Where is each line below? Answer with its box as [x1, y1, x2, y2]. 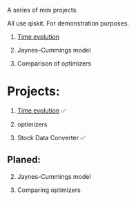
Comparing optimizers [17, 186, 81, 194]
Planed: [7, 154, 41, 166]
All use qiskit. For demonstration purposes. [7, 19, 130, 27]
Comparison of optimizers [17, 59, 92, 68]
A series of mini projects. [7, 6, 78, 14]
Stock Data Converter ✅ [17, 133, 86, 142]
